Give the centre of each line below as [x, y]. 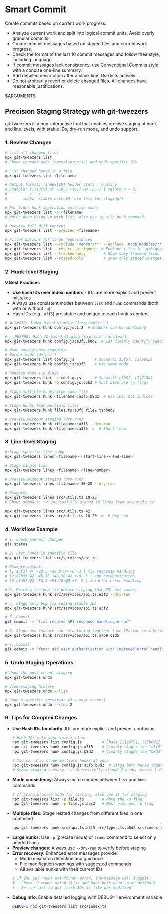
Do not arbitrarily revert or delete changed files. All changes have [80, 81]
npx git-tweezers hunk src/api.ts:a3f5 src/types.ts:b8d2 [74, 828]
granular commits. [31, 38]
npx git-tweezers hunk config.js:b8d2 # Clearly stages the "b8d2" [87, 752]
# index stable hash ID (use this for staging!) [64, 199]
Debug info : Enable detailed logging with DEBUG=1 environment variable [87, 897]
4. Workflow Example [32, 529]
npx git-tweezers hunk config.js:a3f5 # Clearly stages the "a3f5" [87, 747]
